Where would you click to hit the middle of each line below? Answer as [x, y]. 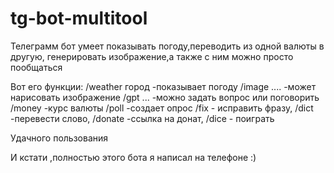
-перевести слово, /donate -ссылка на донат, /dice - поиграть [142, 118]
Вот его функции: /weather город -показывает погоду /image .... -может [163, 86]
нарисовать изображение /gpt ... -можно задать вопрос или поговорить [165, 97]
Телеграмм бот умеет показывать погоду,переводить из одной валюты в [167, 46]
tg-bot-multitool [79, 18]
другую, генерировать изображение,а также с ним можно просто [152, 56]
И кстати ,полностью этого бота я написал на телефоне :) [133, 157]
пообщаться [36, 67]
